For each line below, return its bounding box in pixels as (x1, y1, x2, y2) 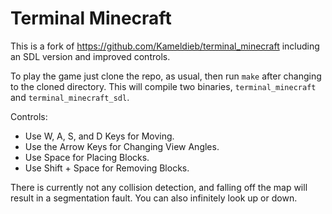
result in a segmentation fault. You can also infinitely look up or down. (10, 192, 298, 204)
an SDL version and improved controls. (10, 50, 171, 62)
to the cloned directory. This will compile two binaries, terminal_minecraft (10, 80, 317, 92)
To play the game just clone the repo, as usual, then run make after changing (10, 70, 322, 82)
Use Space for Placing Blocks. (24, 151, 150, 163)
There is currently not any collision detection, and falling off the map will (10, 181, 308, 193)
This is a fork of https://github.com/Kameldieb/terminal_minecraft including (10, 40, 320, 52)
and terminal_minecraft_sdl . (10, 91, 130, 103)
